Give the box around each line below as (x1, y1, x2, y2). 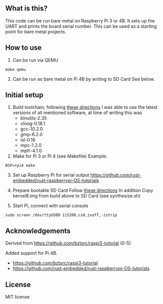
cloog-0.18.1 (20, 120, 45, 127)
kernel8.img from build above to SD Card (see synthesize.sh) (12, 193, 141, 199)
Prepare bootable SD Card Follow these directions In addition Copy (12, 187, 154, 193)
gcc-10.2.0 (20, 126, 43, 132)
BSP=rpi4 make (5, 163, 36, 168)
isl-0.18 (20, 137, 36, 143)
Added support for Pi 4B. (5, 250, 58, 256)
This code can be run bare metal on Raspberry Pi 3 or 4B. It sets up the (5, 17, 155, 24)
